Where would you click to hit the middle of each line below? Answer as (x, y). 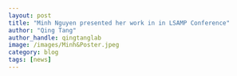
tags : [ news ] (30, 60)
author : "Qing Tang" (43, 30)
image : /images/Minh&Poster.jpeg (64, 45)
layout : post (30, 15)
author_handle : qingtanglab (55, 38)
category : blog (34, 52)
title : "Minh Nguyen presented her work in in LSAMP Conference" (119, 23)
